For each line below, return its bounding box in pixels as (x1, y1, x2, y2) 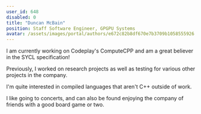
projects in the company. (6, 72, 68, 79)
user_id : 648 (6, 8, 39, 15)
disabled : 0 (6, 14, 36, 20)
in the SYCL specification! (6, 54, 70, 61)
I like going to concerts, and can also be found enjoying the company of (6, 95, 184, 102)
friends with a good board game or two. (6, 101, 104, 108)
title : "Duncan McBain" (6, 20, 66, 26)
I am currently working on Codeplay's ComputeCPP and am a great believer (6, 47, 194, 54)
